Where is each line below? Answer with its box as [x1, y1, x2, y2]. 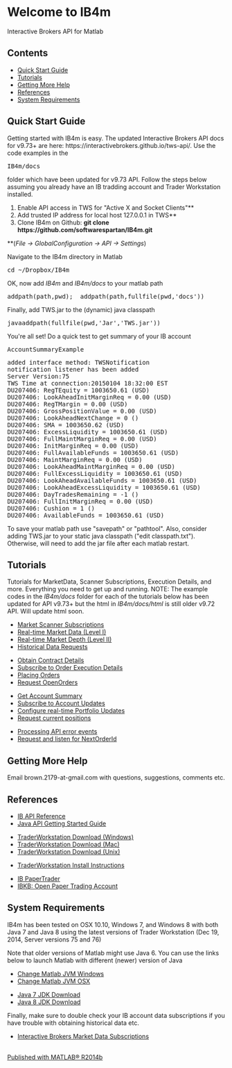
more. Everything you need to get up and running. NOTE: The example [7, 585, 208, 593]
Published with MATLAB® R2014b [7, 1053, 103, 1061]
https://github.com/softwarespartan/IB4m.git [17, 225, 153, 233]
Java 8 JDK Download [17, 998, 81, 1006]
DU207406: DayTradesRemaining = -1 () [7, 491, 139, 498]
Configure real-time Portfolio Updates [17, 707, 125, 715]
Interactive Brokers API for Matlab [7, 27, 104, 35]
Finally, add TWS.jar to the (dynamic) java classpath [7, 305, 156, 313]
